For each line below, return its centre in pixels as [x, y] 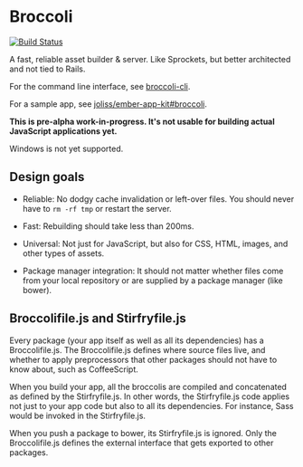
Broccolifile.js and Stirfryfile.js [98, 319]
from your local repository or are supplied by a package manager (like [152, 280]
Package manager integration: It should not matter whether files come [153, 271]
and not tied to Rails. [47, 69]
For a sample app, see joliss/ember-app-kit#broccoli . [109, 104]
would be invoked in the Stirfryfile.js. [78, 415]
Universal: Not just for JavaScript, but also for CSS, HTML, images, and [155, 243]
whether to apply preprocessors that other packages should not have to [143, 359]
